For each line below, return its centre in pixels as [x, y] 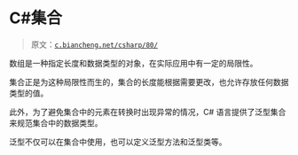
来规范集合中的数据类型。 [56, 123]
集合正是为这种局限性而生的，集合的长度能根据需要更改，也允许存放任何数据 [149, 81]
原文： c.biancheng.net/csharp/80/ [94, 44]
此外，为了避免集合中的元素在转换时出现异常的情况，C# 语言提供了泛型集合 [148, 112]
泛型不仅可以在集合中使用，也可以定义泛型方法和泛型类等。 [118, 142]
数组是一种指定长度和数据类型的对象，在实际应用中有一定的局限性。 [133, 63]
